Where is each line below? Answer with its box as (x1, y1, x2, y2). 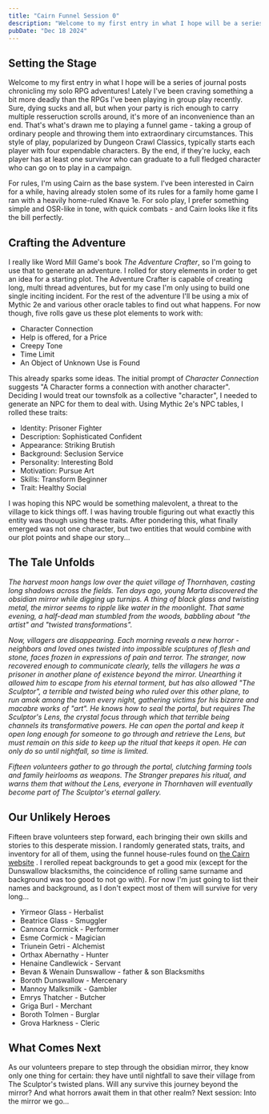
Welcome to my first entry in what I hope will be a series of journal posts (8, 78, 247, 87)
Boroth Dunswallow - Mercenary (19, 975, 128, 985)
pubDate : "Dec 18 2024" (8, 26, 88, 35)
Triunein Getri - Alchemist (19, 941, 106, 951)
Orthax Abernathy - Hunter (19, 949, 109, 959)
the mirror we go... (8, 1096, 70, 1106)
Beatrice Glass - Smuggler (19, 916, 107, 925)
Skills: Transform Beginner (19, 474, 108, 484)
